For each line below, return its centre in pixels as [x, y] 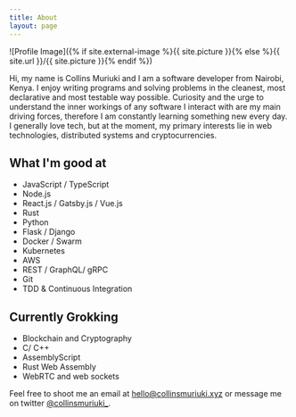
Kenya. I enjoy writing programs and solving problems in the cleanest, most [148, 88]
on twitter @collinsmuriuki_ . [60, 404]
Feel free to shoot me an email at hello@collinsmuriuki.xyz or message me [146, 394]
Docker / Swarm [52, 241]
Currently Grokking [64, 317]
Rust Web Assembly [59, 367]
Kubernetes [43, 251]
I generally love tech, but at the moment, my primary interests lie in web [141, 125]
